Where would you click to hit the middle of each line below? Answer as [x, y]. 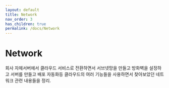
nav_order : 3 [19, 19]
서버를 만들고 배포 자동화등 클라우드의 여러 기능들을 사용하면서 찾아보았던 [82, 74]
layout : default [22, 10]
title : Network [21, 15]
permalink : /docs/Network [32, 29]
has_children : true [26, 24]
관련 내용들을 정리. [33, 80]
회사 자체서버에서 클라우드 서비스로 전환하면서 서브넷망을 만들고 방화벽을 [77, 68]
